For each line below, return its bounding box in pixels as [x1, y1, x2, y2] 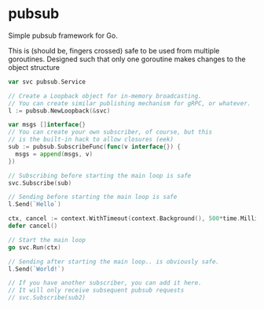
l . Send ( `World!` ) [8, 265, 65, 273]
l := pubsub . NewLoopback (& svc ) [8, 107, 111, 115]
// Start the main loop [8, 236, 86, 244]
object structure [8, 62, 60, 72]
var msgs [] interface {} [8, 121, 86, 129]
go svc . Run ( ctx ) [8, 243, 61, 252]
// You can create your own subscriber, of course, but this [8, 128, 213, 136]
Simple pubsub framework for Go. [8, 31, 118, 40]
